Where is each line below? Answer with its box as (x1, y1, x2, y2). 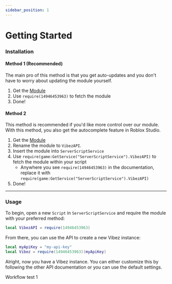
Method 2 (5, 110, 27, 116)
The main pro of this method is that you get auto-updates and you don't (5, 72, 157, 78)
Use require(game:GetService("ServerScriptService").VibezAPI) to (12, 154, 157, 160)
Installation (5, 48, 34, 55)
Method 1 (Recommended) (5, 61, 63, 67)
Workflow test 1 (5, 274, 38, 280)
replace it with (20, 170, 51, 176)
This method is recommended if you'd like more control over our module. (5, 122, 160, 128)
